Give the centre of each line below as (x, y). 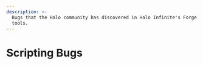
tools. (20, 23)
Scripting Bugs (45, 53)
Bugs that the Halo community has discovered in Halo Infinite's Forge (105, 17)
